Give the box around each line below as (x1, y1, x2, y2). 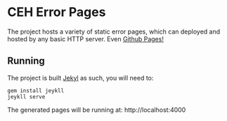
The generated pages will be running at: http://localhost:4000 (7, 106, 186, 114)
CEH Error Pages (7, 4, 106, 20)
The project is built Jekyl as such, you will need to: (7, 73, 154, 82)
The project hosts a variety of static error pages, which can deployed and (7, 27, 221, 36)
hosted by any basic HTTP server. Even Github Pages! (7, 34, 164, 43)
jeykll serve (7, 93, 46, 100)
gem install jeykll (7, 87, 65, 94)
